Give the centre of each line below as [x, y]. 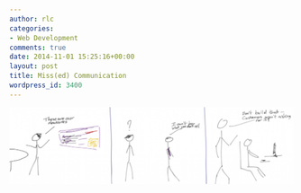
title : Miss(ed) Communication [68, 76]
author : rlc [32, 19]
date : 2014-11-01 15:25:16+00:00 [72, 57]
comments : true [38, 48]
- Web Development [44, 38]
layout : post [34, 66]
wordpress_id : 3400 [46, 85]
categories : [32, 28]
